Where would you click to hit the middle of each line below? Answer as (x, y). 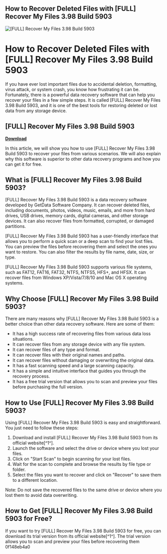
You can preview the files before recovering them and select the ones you (81, 247)
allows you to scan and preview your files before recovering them (72, 541)
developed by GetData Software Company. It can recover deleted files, (78, 205)
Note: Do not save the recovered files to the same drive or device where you (83, 490)
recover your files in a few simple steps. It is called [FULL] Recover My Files (83, 100)
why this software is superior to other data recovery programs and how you (83, 159)
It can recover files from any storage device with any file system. (79, 344)
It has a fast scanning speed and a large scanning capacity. (73, 366)
